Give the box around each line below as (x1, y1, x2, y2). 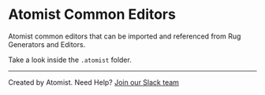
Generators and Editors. (8, 39, 86, 49)
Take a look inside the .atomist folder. (8, 55, 132, 64)
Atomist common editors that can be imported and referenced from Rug (8, 31, 241, 41)
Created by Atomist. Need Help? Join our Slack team (8, 77, 180, 87)
